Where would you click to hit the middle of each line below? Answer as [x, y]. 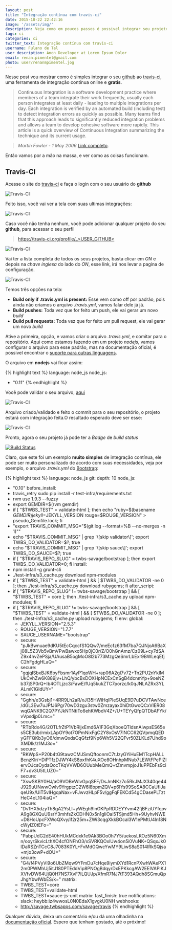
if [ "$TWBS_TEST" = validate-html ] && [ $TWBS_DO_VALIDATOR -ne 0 [88, 581]
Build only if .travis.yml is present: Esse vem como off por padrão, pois [89, 299]
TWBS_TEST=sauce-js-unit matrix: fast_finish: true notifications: [88, 896]
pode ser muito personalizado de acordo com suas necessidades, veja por [84, 463]
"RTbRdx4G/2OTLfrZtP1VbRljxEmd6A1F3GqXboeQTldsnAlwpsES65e [93, 727]
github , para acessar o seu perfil [40, 229]
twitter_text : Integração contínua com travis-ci [59, 43]
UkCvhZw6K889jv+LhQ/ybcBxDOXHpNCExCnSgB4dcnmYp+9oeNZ [92, 678]
